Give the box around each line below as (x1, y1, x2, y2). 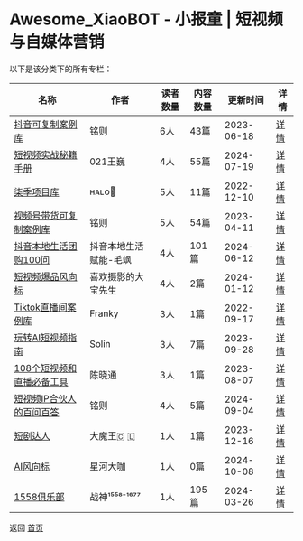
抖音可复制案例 (14, 117, 78, 130)
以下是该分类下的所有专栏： (9, 63, 113, 74)
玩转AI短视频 (14, 331, 69, 344)
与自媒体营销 (9, 32, 106, 52)
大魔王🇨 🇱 (89, 429, 135, 442)
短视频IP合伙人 (14, 392, 77, 405)
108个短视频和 (14, 361, 78, 374)
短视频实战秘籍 (14, 148, 78, 161)
